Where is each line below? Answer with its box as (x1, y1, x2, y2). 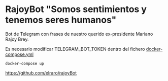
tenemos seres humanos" (5, 14, 117, 26)
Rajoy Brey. (5, 36, 29, 42)
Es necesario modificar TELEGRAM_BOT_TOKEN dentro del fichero (5, 46, 145, 52)
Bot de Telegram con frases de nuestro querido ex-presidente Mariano (5, 31, 153, 37)
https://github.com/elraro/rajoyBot (5, 69, 77, 76)
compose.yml (5, 51, 34, 57)
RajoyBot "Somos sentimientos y (5, 4, 147, 15)
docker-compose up (5, 61, 44, 66)
